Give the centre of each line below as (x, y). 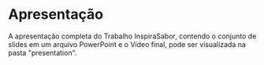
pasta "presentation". (43, 52)
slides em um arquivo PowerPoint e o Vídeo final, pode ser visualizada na (127, 44)
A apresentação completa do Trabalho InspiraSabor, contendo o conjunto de (132, 36)
